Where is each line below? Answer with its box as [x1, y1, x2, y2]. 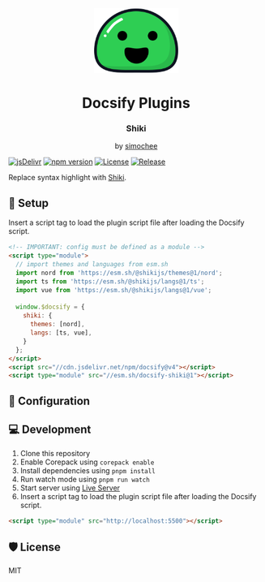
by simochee [114, 141, 158, 151]
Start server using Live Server [19, 483, 120, 493]
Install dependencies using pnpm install [19, 465, 156, 475]
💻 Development [8, 423, 92, 437]
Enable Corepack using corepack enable [19, 457, 155, 467]
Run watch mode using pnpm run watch [19, 474, 150, 484]
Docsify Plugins [82, 94, 190, 113]
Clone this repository [19, 448, 91, 458]
